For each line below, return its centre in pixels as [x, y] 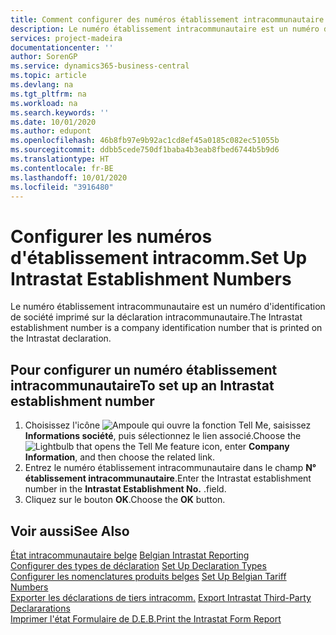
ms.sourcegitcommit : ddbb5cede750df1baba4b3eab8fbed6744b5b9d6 [145, 150]
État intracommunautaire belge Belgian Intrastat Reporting [130, 555]
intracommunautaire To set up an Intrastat [142, 385]
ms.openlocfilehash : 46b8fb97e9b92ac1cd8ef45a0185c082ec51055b [145, 141]
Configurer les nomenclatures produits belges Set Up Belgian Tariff [148, 576]
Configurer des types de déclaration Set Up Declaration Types [138, 565]
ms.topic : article [48, 76]
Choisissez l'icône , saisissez [168, 425]
